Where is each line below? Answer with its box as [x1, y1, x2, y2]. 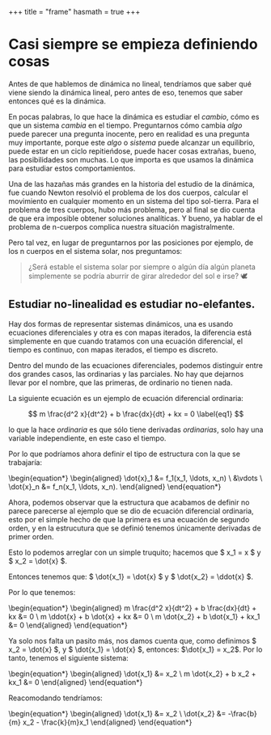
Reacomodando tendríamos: [8, 693, 103, 703]
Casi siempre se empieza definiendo [8, 36, 258, 53]
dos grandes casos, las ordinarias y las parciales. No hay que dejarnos [8, 369, 244, 378]
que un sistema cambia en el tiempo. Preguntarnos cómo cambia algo [8, 120, 243, 130]
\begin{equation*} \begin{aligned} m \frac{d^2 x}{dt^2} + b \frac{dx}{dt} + [8, 602, 257, 613]
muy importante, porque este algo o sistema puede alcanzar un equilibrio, [8, 137, 256, 147]
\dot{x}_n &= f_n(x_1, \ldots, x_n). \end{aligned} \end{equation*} [8, 481, 222, 492]
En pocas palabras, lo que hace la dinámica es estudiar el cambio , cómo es [8, 112, 260, 121]
